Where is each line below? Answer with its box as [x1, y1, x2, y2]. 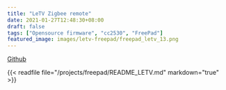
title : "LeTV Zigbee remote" [7, 10, 92, 17]
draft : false [7, 23, 45, 30]
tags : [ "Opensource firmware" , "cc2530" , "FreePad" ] [7, 29, 163, 37]
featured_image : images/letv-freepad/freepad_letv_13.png [7, 36, 179, 43]
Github [7, 55, 26, 63]
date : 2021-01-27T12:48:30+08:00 [7, 17, 104, 24]
